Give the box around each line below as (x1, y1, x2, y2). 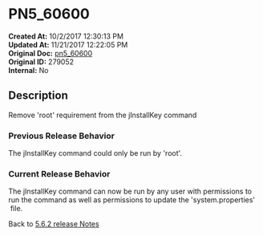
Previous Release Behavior (8, 130, 115, 141)
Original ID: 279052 (8, 57, 75, 67)
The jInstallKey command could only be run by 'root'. (8, 149, 183, 158)
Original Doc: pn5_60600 (8, 48, 93, 58)
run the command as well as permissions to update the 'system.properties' (8, 195, 256, 205)
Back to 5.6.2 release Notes (8, 219, 99, 229)
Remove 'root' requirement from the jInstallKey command (8, 110, 197, 120)
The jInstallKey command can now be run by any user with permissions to (8, 186, 253, 197)
